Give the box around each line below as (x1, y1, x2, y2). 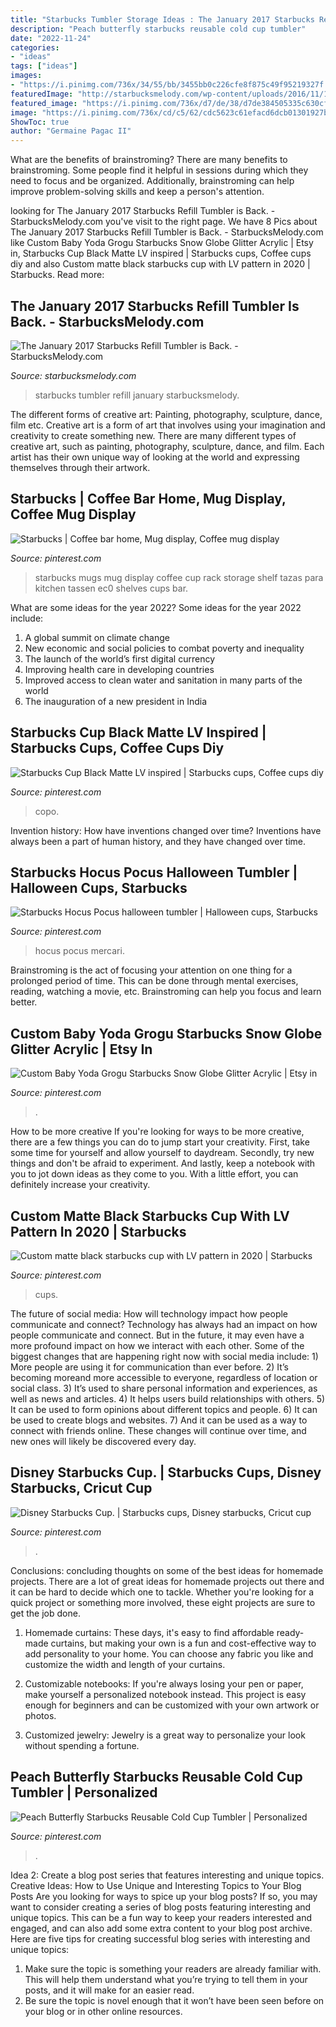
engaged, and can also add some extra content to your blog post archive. (10, 1922, 313, 1934)
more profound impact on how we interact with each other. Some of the (10, 1340, 305, 1351)
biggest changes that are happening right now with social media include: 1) (10, 1351, 319, 1362)
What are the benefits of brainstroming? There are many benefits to (10, 154, 288, 166)
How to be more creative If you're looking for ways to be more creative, (10, 1126, 305, 1138)
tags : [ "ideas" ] (10, 61, 78, 71)
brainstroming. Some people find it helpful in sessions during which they (10, 164, 309, 176)
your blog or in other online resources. (24, 2005, 183, 2017)
